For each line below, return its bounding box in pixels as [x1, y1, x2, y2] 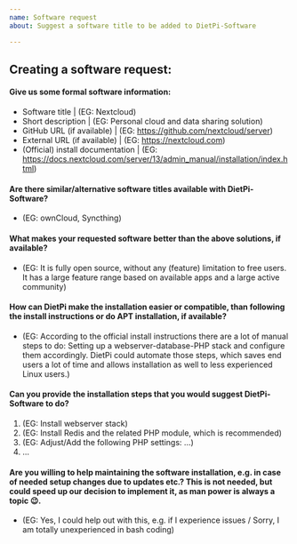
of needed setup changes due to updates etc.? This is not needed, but [9, 476, 273, 487]
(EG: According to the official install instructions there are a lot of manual [21, 331, 289, 341]
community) [21, 281, 67, 292]
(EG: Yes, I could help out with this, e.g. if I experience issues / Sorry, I [21, 515, 280, 525]
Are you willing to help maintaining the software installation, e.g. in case [9, 467, 282, 477]
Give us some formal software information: [9, 86, 172, 98]
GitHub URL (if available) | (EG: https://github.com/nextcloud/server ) [21, 125, 274, 136]
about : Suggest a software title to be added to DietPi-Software [9, 21, 256, 30]
